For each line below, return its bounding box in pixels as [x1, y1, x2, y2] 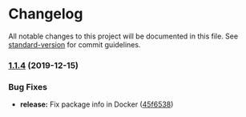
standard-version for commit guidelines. [8, 39, 141, 49]
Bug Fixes [8, 81, 48, 92]
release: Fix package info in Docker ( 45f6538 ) [19, 99, 174, 109]
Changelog [8, 5, 83, 23]
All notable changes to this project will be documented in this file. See [8, 31, 239, 41]
